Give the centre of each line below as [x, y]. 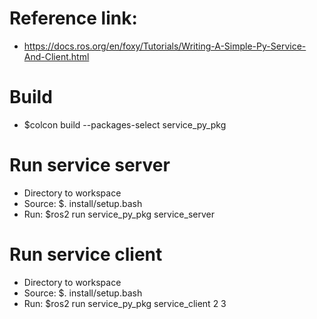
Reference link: [73, 18]
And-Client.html [56, 56]
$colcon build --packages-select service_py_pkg [125, 124]
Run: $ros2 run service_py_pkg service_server [119, 214]
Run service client [86, 254]
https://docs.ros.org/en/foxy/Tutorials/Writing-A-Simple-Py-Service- [165, 46]
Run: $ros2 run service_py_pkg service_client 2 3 [125, 303]
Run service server [90, 165]
